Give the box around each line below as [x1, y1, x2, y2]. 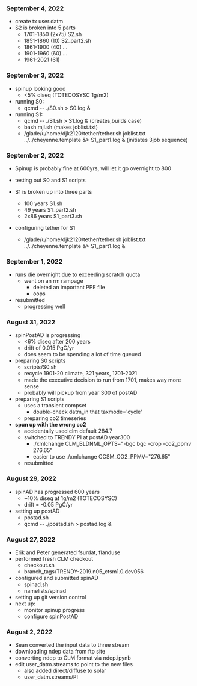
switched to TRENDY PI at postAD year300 [23, 434, 130, 441]
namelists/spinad [23, 587, 67, 595]
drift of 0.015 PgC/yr [23, 344, 74, 351]
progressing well [23, 303, 65, 311]
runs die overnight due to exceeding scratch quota [14, 271, 141, 278]
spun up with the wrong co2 [14, 421, 86, 428]
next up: [14, 600, 36, 607]
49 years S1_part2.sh [23, 206, 77, 213]
